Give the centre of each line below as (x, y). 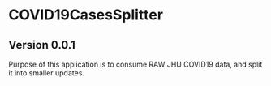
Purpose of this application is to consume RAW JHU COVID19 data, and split (135, 64)
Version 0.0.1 (42, 45)
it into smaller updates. (47, 73)
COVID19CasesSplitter (86, 15)
